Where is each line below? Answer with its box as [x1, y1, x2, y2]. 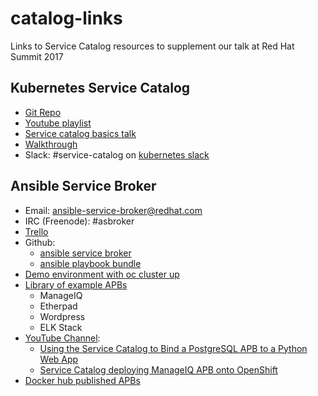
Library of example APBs [24, 278, 128, 291]
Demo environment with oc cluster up [24, 268, 180, 280]
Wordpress [39, 310, 86, 322]
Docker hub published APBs [24, 374, 141, 386]
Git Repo [24, 106, 62, 118]
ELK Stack [39, 321, 83, 333]
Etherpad [39, 300, 78, 312]
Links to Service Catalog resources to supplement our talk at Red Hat [10, 40, 295, 52]
